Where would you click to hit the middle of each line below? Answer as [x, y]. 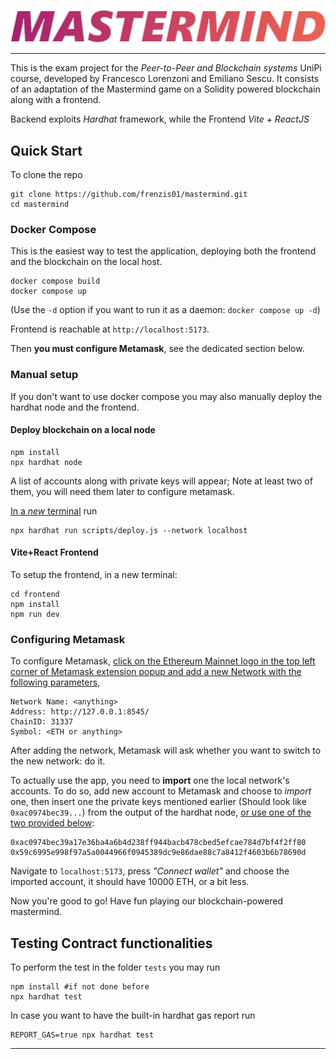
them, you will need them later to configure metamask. [122, 491]
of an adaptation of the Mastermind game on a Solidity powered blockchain [165, 89]
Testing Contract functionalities [111, 943]
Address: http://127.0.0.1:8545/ [80, 712]
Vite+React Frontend [54, 552]
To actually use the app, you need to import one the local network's [150, 781]
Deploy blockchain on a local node [83, 430]
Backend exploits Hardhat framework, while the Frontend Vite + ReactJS [160, 119]
